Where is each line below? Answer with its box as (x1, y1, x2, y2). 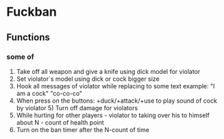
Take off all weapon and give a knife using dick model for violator (16, 67, 201, 75)
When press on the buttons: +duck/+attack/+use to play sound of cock (16, 97, 217, 105)
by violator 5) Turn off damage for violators (16, 103, 138, 112)
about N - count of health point (16, 118, 104, 127)
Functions (6, 31, 51, 43)
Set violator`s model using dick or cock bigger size (16, 75, 160, 83)
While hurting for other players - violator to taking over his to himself (16, 111, 210, 119)
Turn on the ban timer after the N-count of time (16, 125, 150, 134)
